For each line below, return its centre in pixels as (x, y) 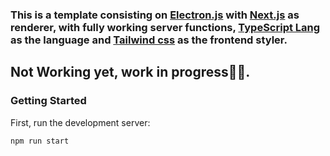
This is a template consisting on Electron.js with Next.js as (155, 15)
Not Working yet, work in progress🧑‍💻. (130, 72)
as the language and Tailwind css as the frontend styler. (149, 40)
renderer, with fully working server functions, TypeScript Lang (165, 27)
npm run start (40, 141)
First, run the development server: (80, 122)
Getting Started (48, 101)
